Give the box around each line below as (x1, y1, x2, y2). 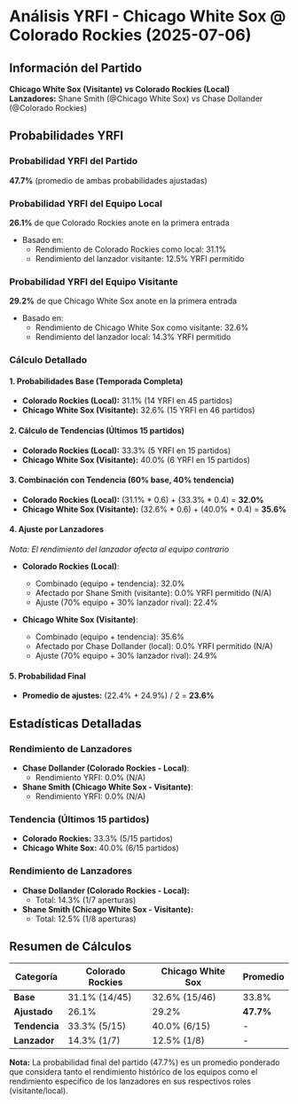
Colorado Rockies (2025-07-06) (9, 25, 252, 45)
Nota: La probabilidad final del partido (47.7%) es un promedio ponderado (9, 1057, 280, 1068)
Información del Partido (9, 60, 143, 75)
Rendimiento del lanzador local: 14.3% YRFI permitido (35, 332, 231, 342)
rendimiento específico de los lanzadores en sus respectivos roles (9, 1076, 251, 1087)
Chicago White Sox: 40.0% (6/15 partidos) (21, 842, 179, 853)
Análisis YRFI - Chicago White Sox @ (9, 6, 286, 27)
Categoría (14, 971, 59, 983)
